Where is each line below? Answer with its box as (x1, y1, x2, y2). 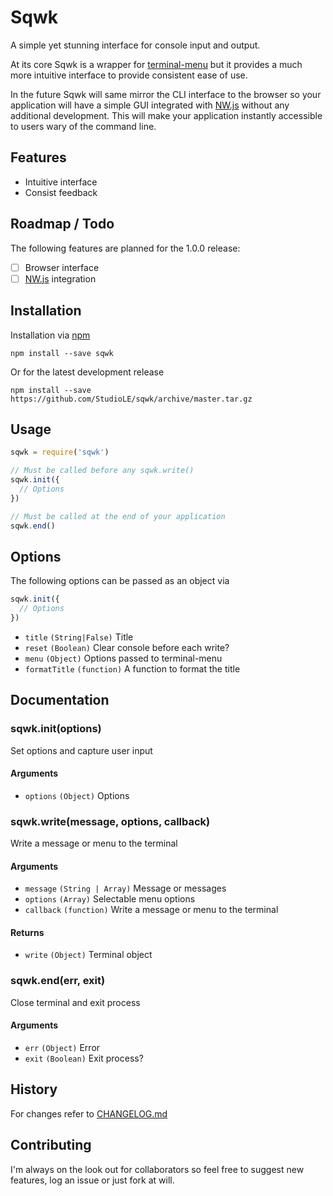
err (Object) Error (24, 1041, 101, 1053)
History (10, 1081, 58, 1098)
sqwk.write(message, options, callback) (10, 814, 211, 828)
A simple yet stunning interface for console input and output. (10, 39, 261, 51)
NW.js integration (24, 272, 97, 285)
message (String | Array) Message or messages (24, 882, 227, 895)
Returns (10, 926, 45, 938)
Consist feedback (24, 186, 98, 198)
